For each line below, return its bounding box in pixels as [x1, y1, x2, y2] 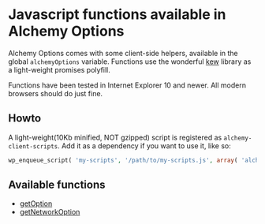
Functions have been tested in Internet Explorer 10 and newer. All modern [8, 80, 247, 90]
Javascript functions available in [8, 6, 226, 24]
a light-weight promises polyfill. [8, 65, 110, 74]
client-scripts [8, 142, 58, 151]
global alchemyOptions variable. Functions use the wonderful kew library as [8, 57, 252, 66]
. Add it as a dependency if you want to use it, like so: [58, 140, 231, 151]
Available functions [8, 178, 106, 192]
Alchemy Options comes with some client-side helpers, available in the [8, 48, 238, 58]
